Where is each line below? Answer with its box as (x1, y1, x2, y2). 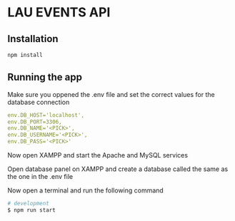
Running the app (7, 71, 82, 83)
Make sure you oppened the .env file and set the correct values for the (7, 90, 216, 98)
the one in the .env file (7, 173, 74, 181)
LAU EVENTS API (7, 4, 111, 21)
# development (7, 200, 50, 207)
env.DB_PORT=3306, (7, 118, 62, 125)
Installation (7, 33, 59, 45)
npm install (7, 51, 43, 58)
